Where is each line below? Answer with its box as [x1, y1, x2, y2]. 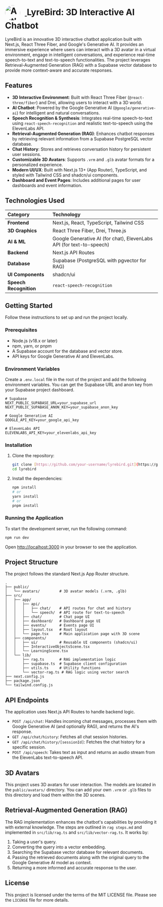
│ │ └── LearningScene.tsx [5, 649, 68, 654]
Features [5, 81, 33, 90]
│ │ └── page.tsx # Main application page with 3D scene [5, 632, 140, 637]
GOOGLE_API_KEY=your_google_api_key [5, 417, 79, 423]
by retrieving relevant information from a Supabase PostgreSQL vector [12, 135, 153, 141]
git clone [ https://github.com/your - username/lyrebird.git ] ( [12, 462, 139, 467]
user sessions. [12, 151, 41, 157]
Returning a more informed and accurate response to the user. [12, 865, 137, 870]
